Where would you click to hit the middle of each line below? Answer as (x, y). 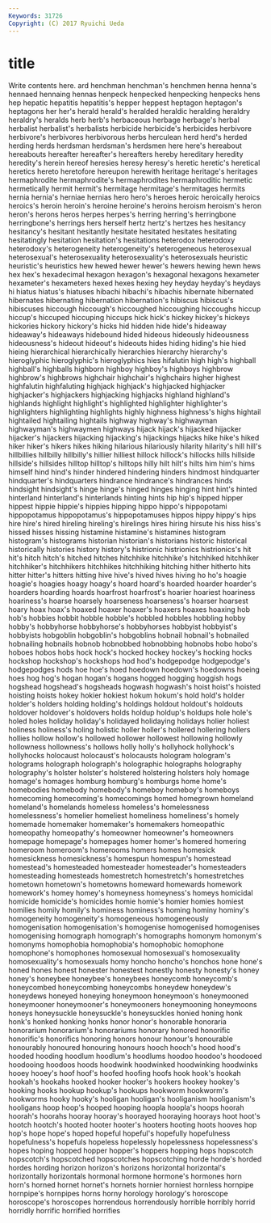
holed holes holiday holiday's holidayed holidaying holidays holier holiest (129, 721)
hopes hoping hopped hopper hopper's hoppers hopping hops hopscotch (131, 1151)
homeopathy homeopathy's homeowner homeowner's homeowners (121, 833)
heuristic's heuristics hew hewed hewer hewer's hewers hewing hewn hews (135, 266)
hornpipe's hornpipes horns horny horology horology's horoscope (118, 1194)
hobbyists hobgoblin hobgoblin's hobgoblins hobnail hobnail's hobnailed (129, 635)
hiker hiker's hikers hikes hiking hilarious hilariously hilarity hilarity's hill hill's (135, 446)
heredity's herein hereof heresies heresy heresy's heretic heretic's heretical (134, 163)
